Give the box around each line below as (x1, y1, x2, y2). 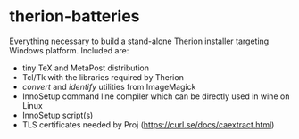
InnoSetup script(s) (21, 110, 94, 120)
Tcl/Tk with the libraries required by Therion (21, 71, 185, 82)
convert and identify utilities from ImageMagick (21, 81, 196, 92)
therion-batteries (9, 6, 140, 27)
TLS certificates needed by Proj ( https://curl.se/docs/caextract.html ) (21, 119, 275, 130)
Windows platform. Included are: (9, 45, 129, 55)
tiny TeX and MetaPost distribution (21, 62, 150, 73)
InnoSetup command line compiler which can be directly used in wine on (21, 91, 290, 102)
